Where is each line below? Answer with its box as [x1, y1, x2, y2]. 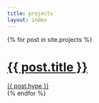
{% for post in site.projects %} [7, 35, 92, 43]
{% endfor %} [7, 89, 46, 98]
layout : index [7, 16, 48, 23]
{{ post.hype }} [7, 82, 49, 90]
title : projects [7, 10, 53, 17]
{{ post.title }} [7, 59, 88, 75]
